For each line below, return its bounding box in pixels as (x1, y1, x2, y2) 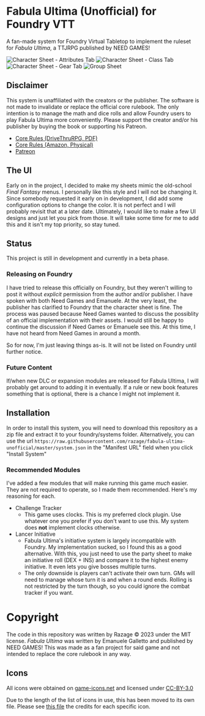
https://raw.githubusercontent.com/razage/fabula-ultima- (34, 438, 185, 444)
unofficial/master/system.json (6, 444, 86, 451)
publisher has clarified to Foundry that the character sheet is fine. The (6, 303, 183, 311)
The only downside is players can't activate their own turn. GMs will (24, 569, 195, 577)
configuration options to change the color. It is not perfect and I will (6, 201, 176, 208)
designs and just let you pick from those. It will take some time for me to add (6, 214, 199, 221)
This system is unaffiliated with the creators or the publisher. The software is (6, 96, 199, 104)
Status (6, 238, 32, 249)
